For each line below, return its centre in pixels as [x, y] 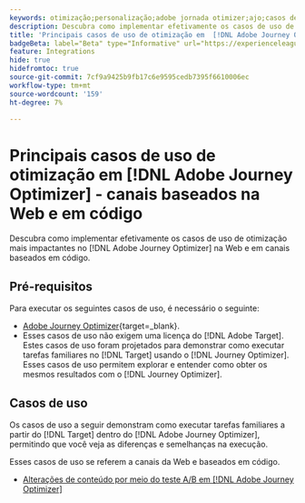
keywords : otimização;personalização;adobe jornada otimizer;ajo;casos [148, 18]
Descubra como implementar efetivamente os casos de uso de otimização [148, 238]
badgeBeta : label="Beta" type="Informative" [95, 43]
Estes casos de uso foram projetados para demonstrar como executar [153, 346]
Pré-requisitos [51, 286]
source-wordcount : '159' [56, 94]
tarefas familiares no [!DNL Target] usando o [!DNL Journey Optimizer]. [156, 355]
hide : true [30, 60]
